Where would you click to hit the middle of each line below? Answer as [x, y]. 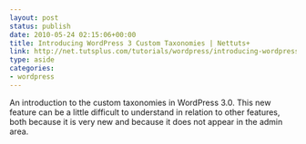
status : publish [40, 26]
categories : [32, 69]
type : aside [32, 60]
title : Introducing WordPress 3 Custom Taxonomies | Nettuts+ [130, 43]
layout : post [34, 18]
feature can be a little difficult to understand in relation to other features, [145, 112]
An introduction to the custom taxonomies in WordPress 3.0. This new [140, 102]
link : [20, 52]
